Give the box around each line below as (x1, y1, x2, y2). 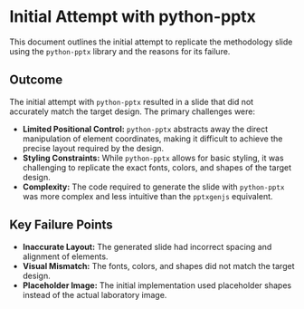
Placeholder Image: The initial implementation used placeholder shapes (22, 279, 292, 291)
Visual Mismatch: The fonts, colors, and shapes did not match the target (22, 260, 295, 271)
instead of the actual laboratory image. (22, 289, 167, 300)
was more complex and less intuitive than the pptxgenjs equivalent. (22, 190, 273, 201)
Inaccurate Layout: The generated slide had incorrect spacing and (22, 241, 272, 252)
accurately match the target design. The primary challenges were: (9, 106, 256, 117)
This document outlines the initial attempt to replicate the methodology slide (9, 36, 293, 47)
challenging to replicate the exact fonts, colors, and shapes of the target (22, 161, 292, 173)
